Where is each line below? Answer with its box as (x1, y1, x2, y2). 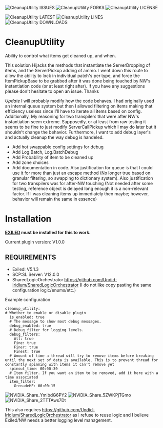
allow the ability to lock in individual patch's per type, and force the (5, 73, 140, 79)
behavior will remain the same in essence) (12, 196, 97, 202)
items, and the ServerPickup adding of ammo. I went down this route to (5, 67, 148, 73)
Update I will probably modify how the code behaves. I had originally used (5, 98, 155, 104)
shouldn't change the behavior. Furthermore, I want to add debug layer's (5, 129, 151, 135)
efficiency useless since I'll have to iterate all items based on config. (5, 108, 142, 114)
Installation (5, 214, 52, 224)
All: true (14, 336, 34, 341)
